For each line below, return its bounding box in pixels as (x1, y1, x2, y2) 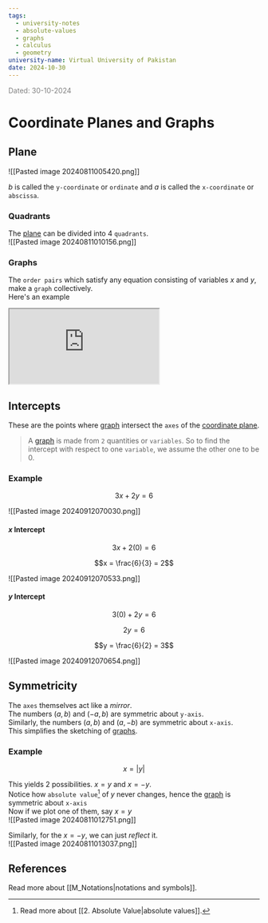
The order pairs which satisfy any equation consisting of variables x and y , (8, 275, 257, 284)
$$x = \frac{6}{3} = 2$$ (94, 558, 174, 567)
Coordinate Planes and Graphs (8, 113, 215, 132)
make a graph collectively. (8, 284, 93, 293)
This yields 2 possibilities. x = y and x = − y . (8, 779, 152, 789)
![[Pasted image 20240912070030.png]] (8, 507, 141, 516)
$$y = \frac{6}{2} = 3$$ (94, 640, 174, 650)
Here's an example (8, 292, 70, 302)
